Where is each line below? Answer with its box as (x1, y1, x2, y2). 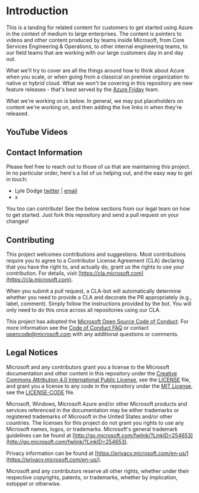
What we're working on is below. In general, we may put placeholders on (6, 97, 184, 105)
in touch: (6, 176, 28, 183)
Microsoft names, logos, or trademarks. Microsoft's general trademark (6, 425, 178, 432)
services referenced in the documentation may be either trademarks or (6, 406, 179, 413)
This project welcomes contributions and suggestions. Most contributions (6, 251, 186, 258)
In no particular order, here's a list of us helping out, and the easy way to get (6, 169, 192, 176)
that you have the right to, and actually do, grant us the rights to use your (6, 263, 185, 270)
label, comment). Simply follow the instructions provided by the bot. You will (6, 300, 191, 307)
